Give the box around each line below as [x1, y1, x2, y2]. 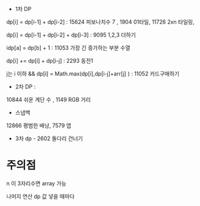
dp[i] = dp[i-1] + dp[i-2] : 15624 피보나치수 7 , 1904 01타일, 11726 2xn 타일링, [6, 18, 195, 26]
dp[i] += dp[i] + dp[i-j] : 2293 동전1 [6, 57, 93, 64]
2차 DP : [15, 83, 36, 90]
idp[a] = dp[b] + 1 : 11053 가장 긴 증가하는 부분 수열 [6, 44, 130, 51]
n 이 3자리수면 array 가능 [6, 179, 66, 187]
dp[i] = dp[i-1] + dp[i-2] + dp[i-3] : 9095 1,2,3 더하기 [6, 31, 136, 38]
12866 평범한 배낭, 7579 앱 [6, 122, 71, 129]
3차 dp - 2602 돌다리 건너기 [15, 135, 84, 142]
